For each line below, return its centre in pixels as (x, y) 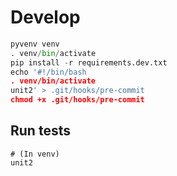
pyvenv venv (35, 44)
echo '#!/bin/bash (48, 72)
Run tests (40, 131)
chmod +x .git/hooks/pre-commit (77, 100)
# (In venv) (35, 154)
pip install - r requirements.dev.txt (89, 62)
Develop (45, 17)
